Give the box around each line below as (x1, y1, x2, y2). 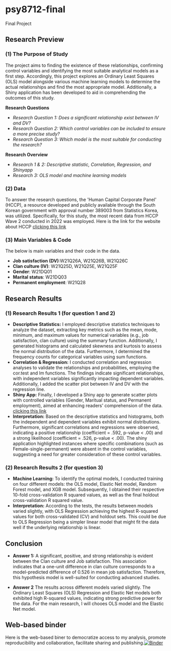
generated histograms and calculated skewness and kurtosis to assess (12, 343, 162, 349)
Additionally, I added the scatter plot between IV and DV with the (12, 381, 149, 387)
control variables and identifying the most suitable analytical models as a (5, 67, 159, 73)
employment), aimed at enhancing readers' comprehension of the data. (12, 402, 163, 409)
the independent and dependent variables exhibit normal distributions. (12, 418, 161, 424)
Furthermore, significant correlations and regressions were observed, (12, 424, 159, 430)
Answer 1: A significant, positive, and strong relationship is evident (12, 553, 153, 559)
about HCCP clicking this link (5, 223, 66, 230)
